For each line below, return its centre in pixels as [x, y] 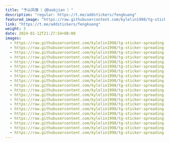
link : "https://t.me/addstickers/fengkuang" [53, 24]
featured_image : [22, 19]
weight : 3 [16, 29]
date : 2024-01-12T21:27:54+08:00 [40, 33]
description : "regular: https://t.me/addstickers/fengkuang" [71, 15]
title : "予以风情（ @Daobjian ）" [39, 10]
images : [13, 39]
